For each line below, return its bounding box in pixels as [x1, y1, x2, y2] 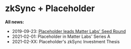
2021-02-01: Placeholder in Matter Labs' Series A [12, 33, 110, 39]
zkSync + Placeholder [5, 3, 95, 14]
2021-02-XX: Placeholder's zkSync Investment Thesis [12, 38, 120, 44]
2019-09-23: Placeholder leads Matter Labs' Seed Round [12, 28, 126, 34]
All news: [5, 19, 24, 25]
